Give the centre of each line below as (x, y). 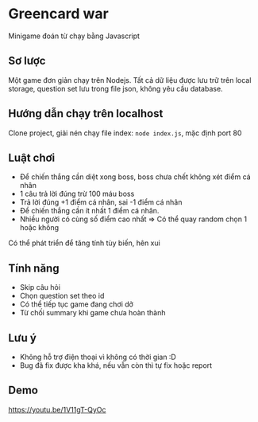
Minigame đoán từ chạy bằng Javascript (74, 36)
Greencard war (58, 14)
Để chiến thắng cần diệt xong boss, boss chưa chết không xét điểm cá (135, 177)
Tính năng (34, 268)
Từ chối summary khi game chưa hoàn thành (92, 313)
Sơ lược (27, 61)
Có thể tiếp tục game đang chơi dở (76, 304)
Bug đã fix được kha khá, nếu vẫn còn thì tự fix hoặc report (116, 365)
